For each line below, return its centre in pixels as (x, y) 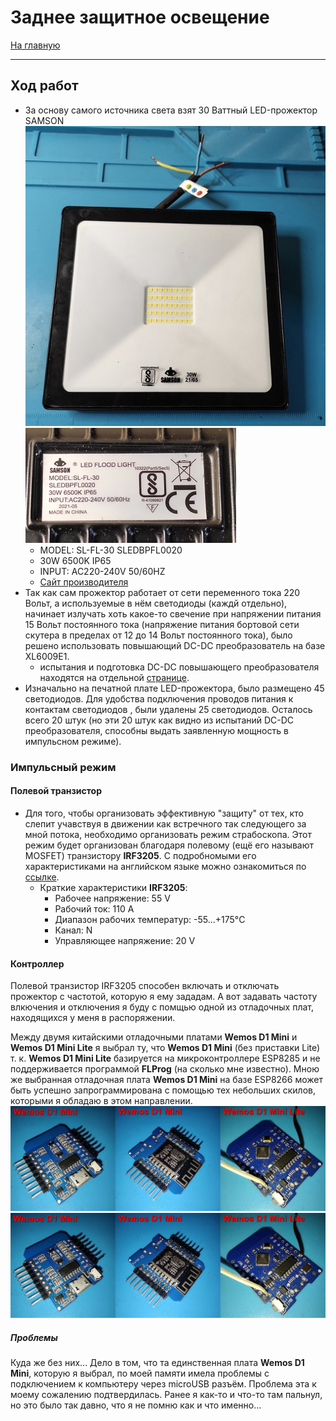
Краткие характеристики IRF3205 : (113, 888)
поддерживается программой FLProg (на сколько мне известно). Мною (165, 1069)
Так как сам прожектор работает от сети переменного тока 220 (162, 592)
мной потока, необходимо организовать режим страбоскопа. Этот (168, 835)
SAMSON (44, 120)
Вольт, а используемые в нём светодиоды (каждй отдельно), (156, 603)
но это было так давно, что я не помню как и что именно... (136, 1405)
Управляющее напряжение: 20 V (125, 941)
